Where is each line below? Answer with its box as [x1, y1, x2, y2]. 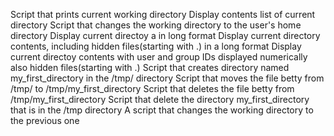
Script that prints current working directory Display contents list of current [10, 9, 316, 20]
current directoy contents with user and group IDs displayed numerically [10, 51, 308, 63]
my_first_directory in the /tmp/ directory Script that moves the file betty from [10, 72, 325, 84]
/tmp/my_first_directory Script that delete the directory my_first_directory [10, 94, 310, 105]
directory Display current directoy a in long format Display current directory [10, 30, 321, 41]
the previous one [10, 115, 80, 126]
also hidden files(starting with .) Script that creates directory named [10, 62, 290, 73]
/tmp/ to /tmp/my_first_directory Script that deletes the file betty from [10, 83, 295, 94]
